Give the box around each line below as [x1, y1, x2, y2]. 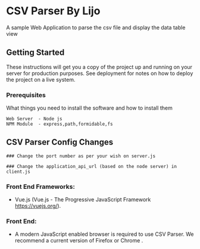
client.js [6, 169, 31, 175]
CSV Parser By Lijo [6, 4, 101, 18]
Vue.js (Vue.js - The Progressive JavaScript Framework [14, 196, 151, 203]
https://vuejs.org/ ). [14, 203, 61, 210]
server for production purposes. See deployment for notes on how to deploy [6, 70, 193, 77]
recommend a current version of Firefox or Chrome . [14, 237, 143, 244]
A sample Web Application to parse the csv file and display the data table [6, 24, 186, 31]
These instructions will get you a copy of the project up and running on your [6, 63, 192, 70]
